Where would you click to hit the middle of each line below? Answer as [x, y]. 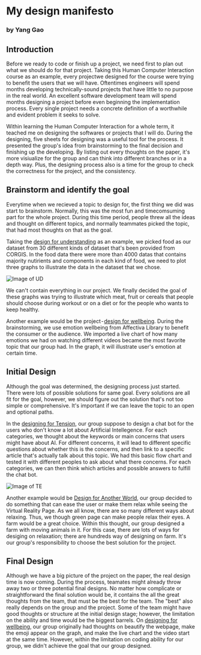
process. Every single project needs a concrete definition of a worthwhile [97, 108]
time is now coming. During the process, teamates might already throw [94, 582]
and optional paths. [30, 412]
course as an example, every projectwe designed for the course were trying [100, 76]
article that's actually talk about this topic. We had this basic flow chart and [99, 455]
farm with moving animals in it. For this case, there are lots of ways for [93, 530]
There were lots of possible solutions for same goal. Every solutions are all [98, 393]
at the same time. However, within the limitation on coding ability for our [95, 639]
